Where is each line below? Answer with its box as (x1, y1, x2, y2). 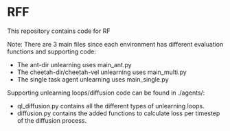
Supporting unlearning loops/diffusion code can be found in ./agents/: (7, 88, 205, 97)
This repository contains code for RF (7, 27, 111, 35)
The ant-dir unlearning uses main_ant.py (16, 60, 132, 69)
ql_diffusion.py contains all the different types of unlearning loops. (16, 102, 205, 110)
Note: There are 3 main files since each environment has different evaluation (7, 40, 224, 48)
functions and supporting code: (7, 47, 96, 56)
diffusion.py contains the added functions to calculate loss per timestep (16, 109, 220, 117)
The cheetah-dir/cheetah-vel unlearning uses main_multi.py (16, 68, 187, 76)
